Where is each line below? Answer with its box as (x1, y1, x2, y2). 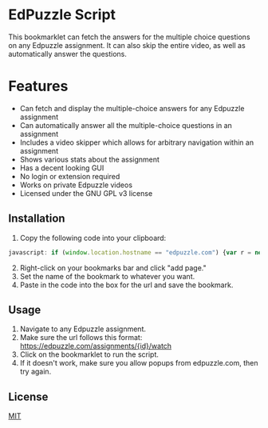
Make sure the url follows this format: (19, 333, 143, 342)
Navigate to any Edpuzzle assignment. (19, 324, 146, 334)
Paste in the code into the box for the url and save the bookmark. (19, 280, 234, 290)
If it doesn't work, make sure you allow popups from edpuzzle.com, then (19, 358, 258, 368)
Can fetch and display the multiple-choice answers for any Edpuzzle (19, 103, 245, 113)
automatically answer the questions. (8, 49, 128, 58)
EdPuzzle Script (8, 6, 116, 24)
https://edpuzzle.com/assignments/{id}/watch (19, 342, 172, 351)
